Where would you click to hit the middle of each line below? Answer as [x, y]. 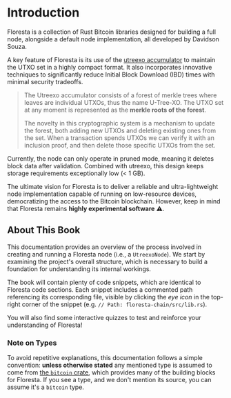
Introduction [43, 13]
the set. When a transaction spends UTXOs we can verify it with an [119, 138]
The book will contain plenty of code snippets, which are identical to [104, 282]
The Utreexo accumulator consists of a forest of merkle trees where [120, 95]
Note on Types [32, 343]
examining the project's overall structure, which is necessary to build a [108, 261]
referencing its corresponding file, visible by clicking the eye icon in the [109, 297]
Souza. [17, 46]
